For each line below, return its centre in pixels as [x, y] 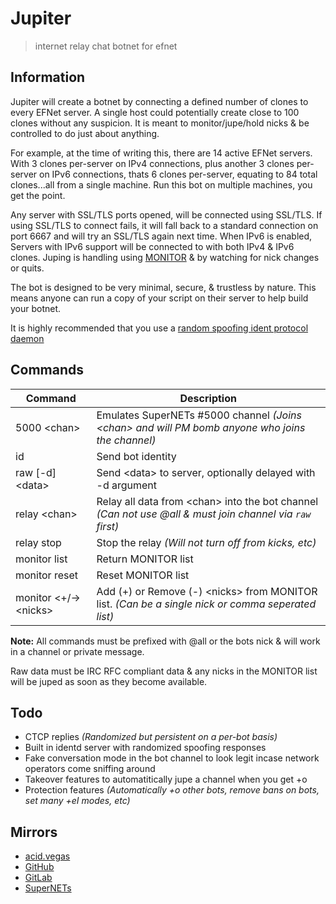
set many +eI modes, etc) [77, 801]
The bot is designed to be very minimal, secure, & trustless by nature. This [163, 287]
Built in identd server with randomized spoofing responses [145, 748]
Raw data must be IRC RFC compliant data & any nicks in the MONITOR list [164, 671]
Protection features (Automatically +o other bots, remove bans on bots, [172, 790]
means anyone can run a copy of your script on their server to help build [159, 298]
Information [48, 77]
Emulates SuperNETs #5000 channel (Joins [199, 415]
